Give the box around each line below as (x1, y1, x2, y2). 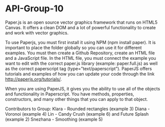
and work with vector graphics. (5, 30, 69, 36)
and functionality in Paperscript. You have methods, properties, (5, 91, 135, 97)
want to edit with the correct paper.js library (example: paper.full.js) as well (5, 60, 158, 66)
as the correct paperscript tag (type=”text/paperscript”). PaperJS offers (5, 65, 152, 72)
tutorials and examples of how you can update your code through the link (5, 71, 155, 77)
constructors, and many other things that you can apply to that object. (5, 96, 148, 102)
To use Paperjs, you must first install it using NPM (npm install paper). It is (5, 39, 156, 45)
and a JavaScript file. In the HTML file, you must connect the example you (5, 55, 156, 61)
